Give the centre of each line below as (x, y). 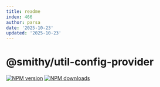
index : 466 (19, 17)
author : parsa (23, 22)
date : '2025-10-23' (30, 28)
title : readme (23, 11)
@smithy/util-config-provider (80, 62)
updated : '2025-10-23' (34, 33)
